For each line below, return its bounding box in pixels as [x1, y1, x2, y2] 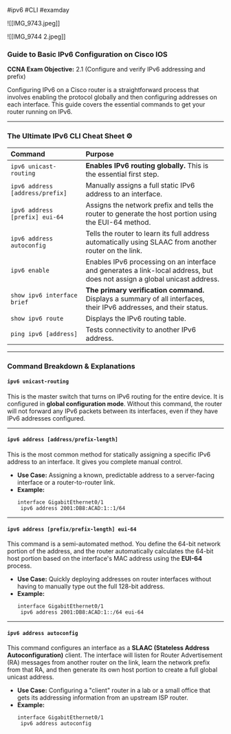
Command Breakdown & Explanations [7, 361, 135, 370]
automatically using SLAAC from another [85, 237, 217, 247]
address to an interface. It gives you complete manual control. [7, 457, 183, 466]
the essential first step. [85, 169, 159, 179]
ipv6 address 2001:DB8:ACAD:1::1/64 [20, 504, 126, 511]
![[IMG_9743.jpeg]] [7, 19, 60, 27]
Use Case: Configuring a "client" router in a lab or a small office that [16, 687, 211, 695]
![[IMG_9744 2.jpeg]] [7, 32, 66, 41]
